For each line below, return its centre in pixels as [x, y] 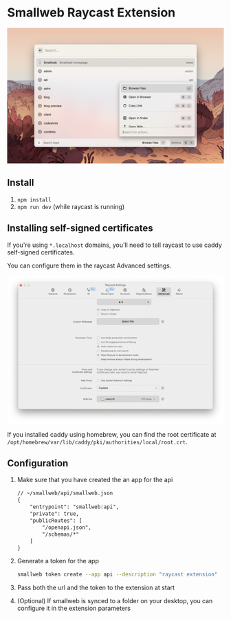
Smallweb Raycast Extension [91, 13]
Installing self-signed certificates [80, 228]
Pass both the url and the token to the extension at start [96, 588]
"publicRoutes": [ [56, 521]
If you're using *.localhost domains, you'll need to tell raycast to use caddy [114, 245]
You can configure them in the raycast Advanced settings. [89, 265]
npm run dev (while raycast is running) [71, 206]
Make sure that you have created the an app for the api [95, 480]
